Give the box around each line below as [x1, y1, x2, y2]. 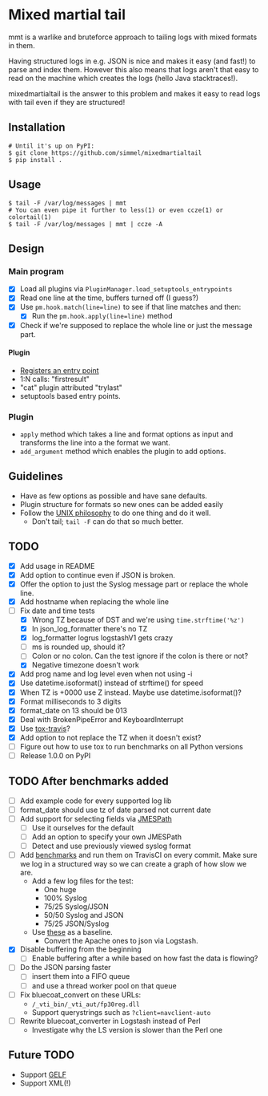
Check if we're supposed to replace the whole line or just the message [19, 320, 253, 330]
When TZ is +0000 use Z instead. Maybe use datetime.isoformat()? [19, 688, 242, 697]
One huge [43, 885, 77, 895]
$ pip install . [8, 156, 62, 164]
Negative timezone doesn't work [31, 660, 140, 670]
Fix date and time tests [19, 606, 95, 615]
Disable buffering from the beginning [19, 944, 142, 954]
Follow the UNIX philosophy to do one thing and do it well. [19, 508, 211, 518]
